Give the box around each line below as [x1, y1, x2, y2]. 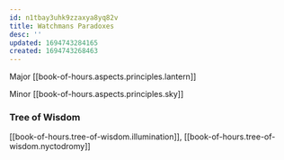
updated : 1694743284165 [9, 38, 99, 48]
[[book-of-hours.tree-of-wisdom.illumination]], [9, 131, 182, 142]
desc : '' [9, 30, 42, 39]
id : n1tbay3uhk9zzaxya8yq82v [9, 13, 119, 22]
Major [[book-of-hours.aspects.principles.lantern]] [9, 71, 197, 82]
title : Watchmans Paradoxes [9, 22, 115, 31]
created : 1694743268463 [9, 47, 99, 56]
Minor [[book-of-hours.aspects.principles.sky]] [9, 89, 184, 100]
